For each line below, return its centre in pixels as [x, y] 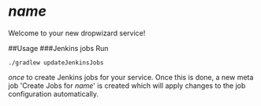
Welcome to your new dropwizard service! [77, 33]
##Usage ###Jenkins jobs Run [58, 48]
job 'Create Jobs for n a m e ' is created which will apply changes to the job [127, 86]
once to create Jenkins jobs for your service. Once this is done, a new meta [131, 77]
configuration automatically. [54, 93]
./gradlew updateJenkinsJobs [56, 62]
